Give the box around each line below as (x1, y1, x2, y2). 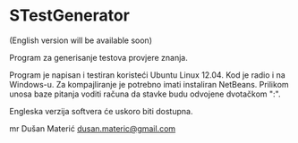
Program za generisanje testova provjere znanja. (9, 52, 188, 63)
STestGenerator (9, 5, 130, 26)
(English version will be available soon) (9, 35, 152, 46)
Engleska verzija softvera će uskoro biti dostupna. (9, 105, 193, 116)
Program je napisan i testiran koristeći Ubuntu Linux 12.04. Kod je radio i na (9, 69, 286, 80)
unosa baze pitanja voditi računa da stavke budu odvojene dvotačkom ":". (9, 88, 281, 99)
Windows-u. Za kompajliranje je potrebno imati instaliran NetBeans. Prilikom (9, 79, 289, 89)
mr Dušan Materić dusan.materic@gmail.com (9, 122, 176, 134)
